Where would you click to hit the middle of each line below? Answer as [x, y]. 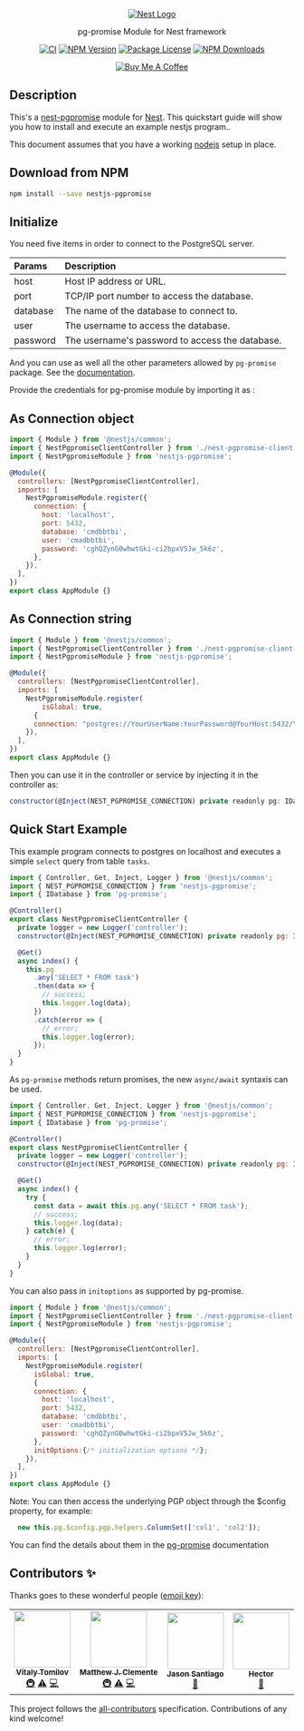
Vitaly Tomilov [43, 1672]
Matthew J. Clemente [119, 1672]
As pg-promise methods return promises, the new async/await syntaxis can [149, 1079]
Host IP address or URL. [115, 281]
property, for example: [51, 1511]
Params [31, 266]
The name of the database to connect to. [151, 311]
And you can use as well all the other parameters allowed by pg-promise [143, 363]
